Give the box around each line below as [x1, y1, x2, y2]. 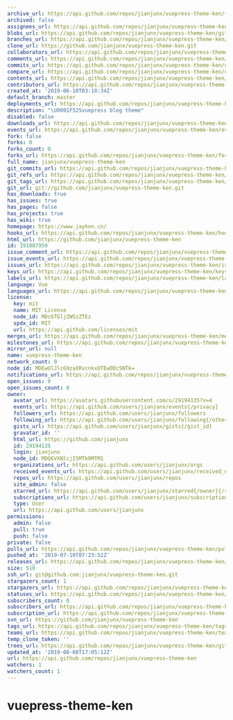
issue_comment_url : [7, 249, 64, 256]
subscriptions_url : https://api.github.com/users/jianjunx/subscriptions [13, 494, 231, 501]
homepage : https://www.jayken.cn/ [7, 223, 107, 230]
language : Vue [7, 281, 49, 288]
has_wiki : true [7, 216, 51, 223]
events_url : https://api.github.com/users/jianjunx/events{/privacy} [13, 404, 218, 411]
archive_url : [7, 10, 45, 17]
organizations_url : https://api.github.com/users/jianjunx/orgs [13, 462, 203, 469]
